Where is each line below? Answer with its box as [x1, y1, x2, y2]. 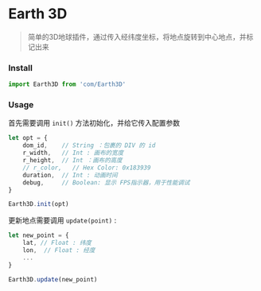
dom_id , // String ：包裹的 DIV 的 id [22, 142, 156, 149]
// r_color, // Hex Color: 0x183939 [22, 164, 151, 172]
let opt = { [8, 134, 48, 142]
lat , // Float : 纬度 [22, 239, 92, 247]
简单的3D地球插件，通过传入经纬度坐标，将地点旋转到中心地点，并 [27, 32, 247, 41]
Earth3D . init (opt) [8, 200, 69, 208]
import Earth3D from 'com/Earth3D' [8, 80, 127, 88]
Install [8, 62, 33, 73]
